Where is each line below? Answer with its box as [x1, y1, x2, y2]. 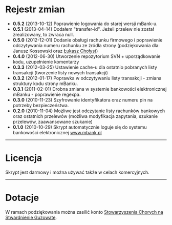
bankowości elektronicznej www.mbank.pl [12, 129, 102, 135]
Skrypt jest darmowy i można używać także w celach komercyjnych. [5, 169, 149, 175]
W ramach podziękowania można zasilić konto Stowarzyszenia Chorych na [5, 209, 164, 215]
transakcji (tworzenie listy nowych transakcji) [12, 69, 109, 75]
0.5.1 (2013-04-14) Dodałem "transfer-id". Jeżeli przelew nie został [12, 26, 155, 32]
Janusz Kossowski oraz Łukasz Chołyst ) [12, 48, 98, 54]
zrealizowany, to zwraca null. [12, 31, 74, 37]
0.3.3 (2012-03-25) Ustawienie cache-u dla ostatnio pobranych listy [12, 64, 157, 70]
